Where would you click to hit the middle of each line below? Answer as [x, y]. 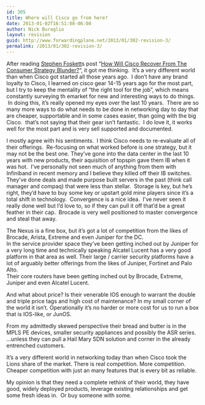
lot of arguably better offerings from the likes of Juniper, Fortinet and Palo [99, 263]
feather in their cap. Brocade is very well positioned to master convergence [102, 212]
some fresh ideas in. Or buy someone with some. [69, 395]
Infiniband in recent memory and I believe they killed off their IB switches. [99, 173]
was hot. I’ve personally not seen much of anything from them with [91, 167]
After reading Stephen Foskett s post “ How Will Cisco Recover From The [97, 63]
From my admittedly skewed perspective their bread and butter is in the [96, 326]
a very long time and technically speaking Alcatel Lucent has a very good [99, 250]
